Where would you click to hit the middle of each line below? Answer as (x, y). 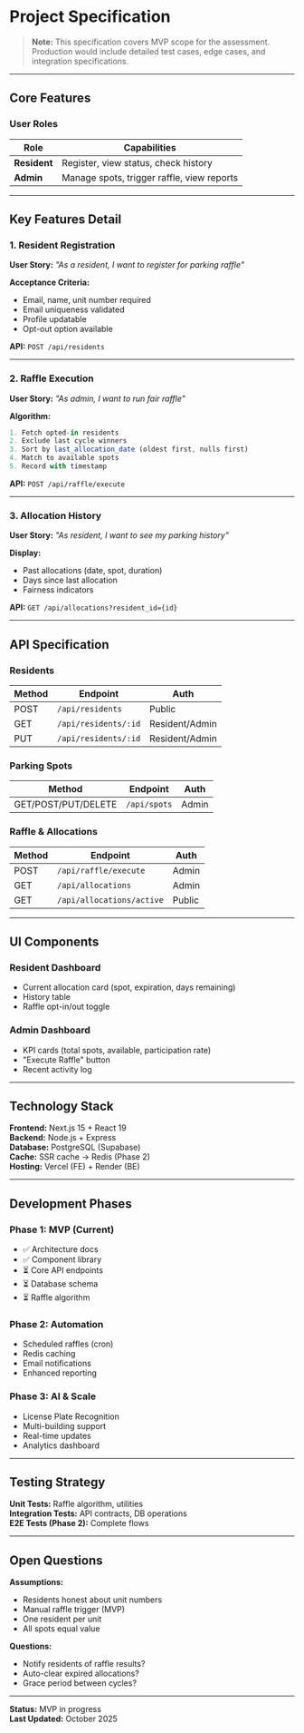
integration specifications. (80, 61)
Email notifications (57, 1364)
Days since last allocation (70, 580)
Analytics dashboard (61, 1445)
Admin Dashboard (50, 1030)
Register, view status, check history (137, 162)
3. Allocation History (56, 515)
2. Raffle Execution (52, 378)
